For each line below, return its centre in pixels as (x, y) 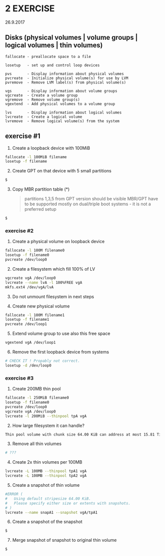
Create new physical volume (41, 306)
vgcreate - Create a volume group (41, 95)
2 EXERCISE (30, 9)
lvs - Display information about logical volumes (63, 112)
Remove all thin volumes (37, 444)
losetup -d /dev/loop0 (28, 365)
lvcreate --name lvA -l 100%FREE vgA (44, 282)
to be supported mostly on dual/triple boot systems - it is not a (88, 204)
